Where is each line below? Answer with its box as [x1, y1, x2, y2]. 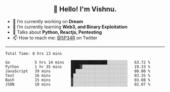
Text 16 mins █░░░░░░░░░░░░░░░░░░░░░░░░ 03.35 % [5, 73, 151, 78]
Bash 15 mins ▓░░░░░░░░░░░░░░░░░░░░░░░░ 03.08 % [5, 77, 151, 82]
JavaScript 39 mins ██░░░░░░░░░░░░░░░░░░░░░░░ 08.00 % [5, 68, 151, 73]
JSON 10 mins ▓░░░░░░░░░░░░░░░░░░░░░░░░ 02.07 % [5, 81, 151, 87]
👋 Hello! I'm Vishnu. [53, 5, 117, 14]
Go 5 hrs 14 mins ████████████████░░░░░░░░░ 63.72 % [5, 60, 151, 65]
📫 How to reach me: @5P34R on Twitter [12, 35, 98, 41]
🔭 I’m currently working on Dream [12, 18, 83, 24]
